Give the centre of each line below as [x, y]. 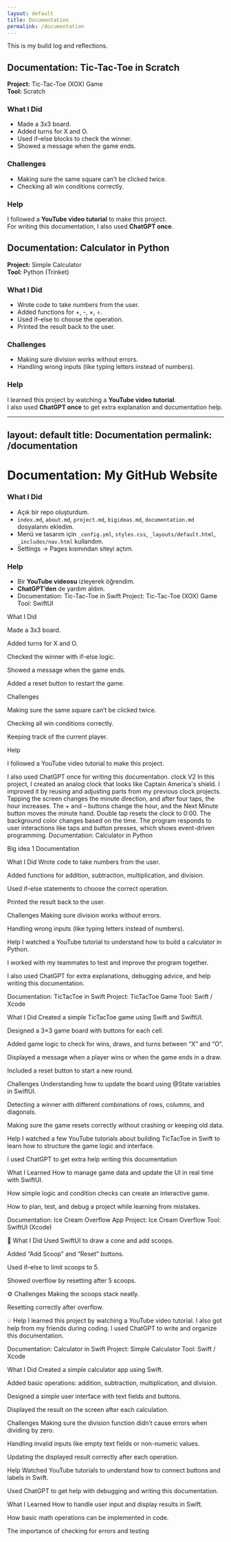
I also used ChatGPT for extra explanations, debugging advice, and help [109, 975]
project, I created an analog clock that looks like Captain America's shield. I [113, 784]
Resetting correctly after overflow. [55, 1307]
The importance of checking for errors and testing [78, 1531]
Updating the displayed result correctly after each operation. [93, 1457]
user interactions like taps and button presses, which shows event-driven [111, 827]
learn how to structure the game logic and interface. [81, 1145]
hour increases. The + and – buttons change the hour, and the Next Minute [113, 805]
